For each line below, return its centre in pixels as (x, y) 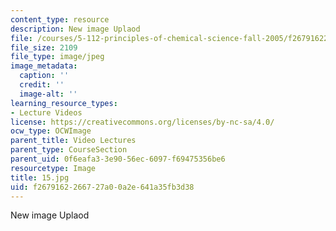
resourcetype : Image (53, 168)
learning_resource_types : (64, 103)
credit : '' (42, 85)
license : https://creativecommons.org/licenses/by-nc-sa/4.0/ (142, 122)
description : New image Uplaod (75, 29)
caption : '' (44, 76)
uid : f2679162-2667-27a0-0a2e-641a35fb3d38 (102, 187)
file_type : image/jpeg (57, 57)
